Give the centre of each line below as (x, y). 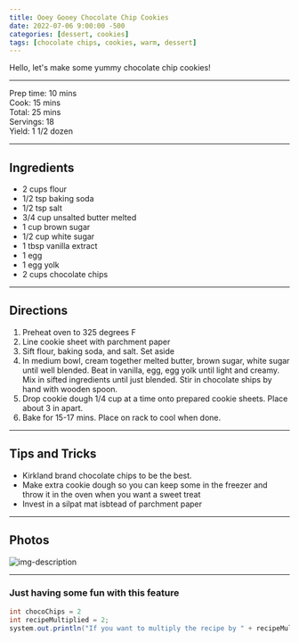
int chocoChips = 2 (45, 612)
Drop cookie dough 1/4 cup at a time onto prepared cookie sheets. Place (155, 399)
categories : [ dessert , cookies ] (69, 34)
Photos (29, 540)
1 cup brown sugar (56, 227)
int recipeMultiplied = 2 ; (59, 620)
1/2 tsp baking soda (58, 199)
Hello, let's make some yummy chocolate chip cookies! (110, 68)
